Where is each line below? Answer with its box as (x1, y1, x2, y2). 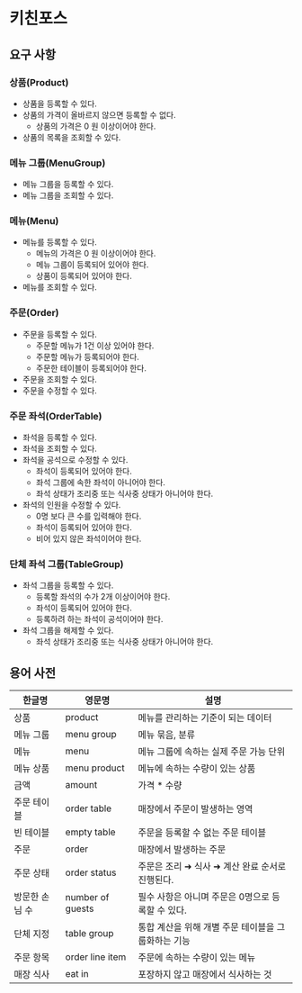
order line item (65, 951, 127, 963)
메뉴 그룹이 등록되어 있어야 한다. (35, 259, 149, 270)
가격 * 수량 (138, 780, 182, 792)
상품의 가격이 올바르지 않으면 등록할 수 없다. (22, 109, 177, 120)
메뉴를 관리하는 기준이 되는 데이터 (138, 712, 272, 725)
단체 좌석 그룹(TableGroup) (9, 557, 124, 570)
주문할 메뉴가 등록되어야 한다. (35, 351, 139, 362)
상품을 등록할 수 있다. (22, 98, 97, 109)
